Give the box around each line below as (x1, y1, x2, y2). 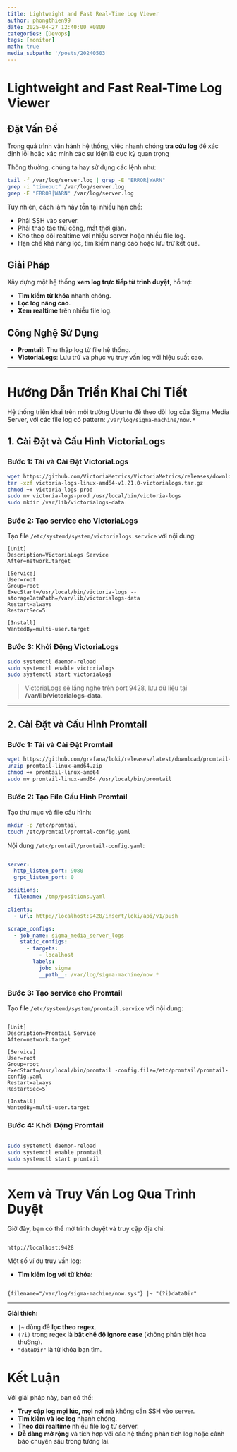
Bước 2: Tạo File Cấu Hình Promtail (7, 792, 128, 801)
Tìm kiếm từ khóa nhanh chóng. (17, 291, 111, 300)
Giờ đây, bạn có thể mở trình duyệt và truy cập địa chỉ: (7, 1224, 166, 1233)
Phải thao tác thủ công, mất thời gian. (17, 224, 127, 232)
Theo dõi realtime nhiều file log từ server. (17, 1422, 139, 1430)
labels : (32, 958, 55, 965)
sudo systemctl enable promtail (7, 1149, 102, 1156)
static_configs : (20, 938, 68, 945)
